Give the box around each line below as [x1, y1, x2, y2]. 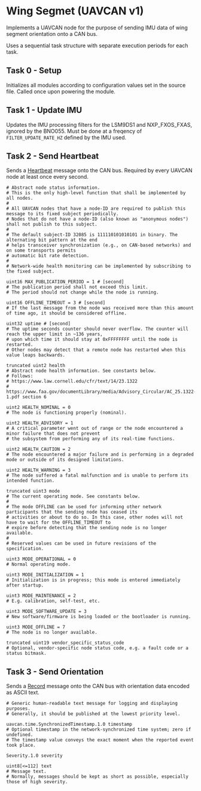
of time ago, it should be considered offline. [6, 310, 127, 316]
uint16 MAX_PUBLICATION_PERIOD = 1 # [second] [6, 279, 124, 285]
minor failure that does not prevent [6, 430, 100, 437]
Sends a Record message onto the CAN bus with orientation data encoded [6, 683, 190, 690]
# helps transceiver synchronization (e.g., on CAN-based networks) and [6, 242, 191, 249]
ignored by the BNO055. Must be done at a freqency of [6, 127, 142, 135]
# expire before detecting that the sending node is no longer [6, 525, 167, 531]
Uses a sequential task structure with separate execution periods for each [6, 42, 188, 49]
